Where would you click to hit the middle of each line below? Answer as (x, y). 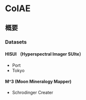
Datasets (16, 42)
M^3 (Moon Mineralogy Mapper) (38, 81)
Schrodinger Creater (33, 92)
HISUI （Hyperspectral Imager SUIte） (44, 54)
